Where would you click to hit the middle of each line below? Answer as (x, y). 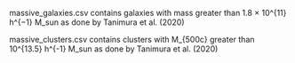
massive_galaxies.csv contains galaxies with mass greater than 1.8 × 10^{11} (148, 13)
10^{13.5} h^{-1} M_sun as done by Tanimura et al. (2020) (114, 49)
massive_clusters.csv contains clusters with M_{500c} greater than (132, 39)
